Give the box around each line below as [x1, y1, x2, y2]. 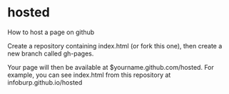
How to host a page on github [7, 28, 95, 36]
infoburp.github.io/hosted [7, 78, 83, 86]
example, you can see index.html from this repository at [7, 70, 171, 79]
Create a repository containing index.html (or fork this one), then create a [7, 41, 223, 50]
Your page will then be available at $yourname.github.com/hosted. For [7, 63, 214, 71]
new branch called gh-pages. [7, 49, 94, 58]
